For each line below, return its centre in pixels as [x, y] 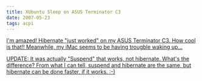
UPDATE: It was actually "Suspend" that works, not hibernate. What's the [98, 59]
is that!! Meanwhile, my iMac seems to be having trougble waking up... [95, 47]
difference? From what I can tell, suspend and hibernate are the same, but [99, 65]
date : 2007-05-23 [28, 18]
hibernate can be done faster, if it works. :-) [61, 72]
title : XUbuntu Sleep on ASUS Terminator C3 [64, 12]
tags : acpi [20, 23]
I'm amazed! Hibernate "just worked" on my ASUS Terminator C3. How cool [101, 41]
